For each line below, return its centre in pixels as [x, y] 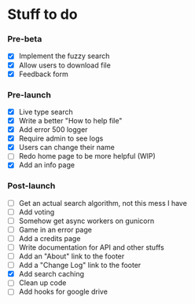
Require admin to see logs [61, 138]
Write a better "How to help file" [70, 121]
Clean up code [42, 283]
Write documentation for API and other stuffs [91, 247]
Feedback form [43, 74]
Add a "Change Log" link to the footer [80, 266]
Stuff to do [42, 15]
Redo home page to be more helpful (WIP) [87, 156]
